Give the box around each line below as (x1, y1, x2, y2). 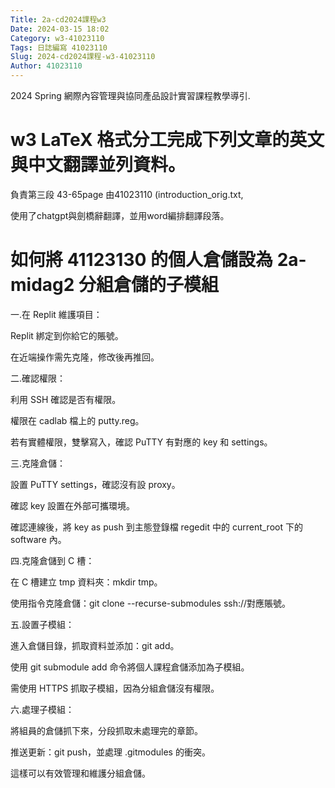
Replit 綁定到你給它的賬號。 (10, 329, 124, 341)
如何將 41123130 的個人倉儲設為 (10, 249, 274, 271)
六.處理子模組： (10, 703, 75, 715)
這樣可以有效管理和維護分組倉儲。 (10, 767, 151, 779)
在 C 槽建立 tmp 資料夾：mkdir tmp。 (10, 576, 163, 588)
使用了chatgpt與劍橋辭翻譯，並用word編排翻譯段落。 (10, 209, 230, 221)
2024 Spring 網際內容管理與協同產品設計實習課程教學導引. (10, 90, 251, 101)
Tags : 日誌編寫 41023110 (10, 42, 108, 53)
